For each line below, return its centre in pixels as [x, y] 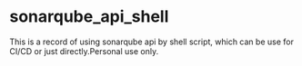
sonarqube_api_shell [89, 17]
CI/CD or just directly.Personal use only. [84, 51]
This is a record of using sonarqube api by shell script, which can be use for [151, 42]
